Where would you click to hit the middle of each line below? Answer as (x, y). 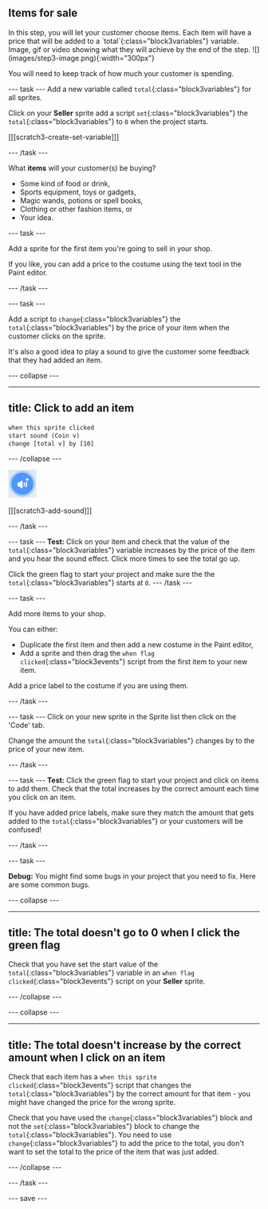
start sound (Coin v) (44, 435)
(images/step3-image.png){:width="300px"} (82, 58)
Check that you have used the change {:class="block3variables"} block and (130, 1118)
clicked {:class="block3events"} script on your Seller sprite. (107, 981)
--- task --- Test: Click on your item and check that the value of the (119, 541)
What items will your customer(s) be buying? (82, 168)
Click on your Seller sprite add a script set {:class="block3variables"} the (128, 113)
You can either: (33, 629)
